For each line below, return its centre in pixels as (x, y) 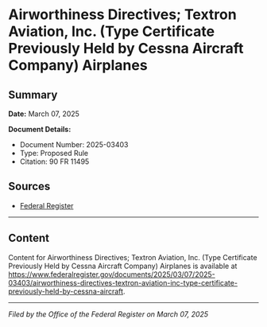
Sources (29, 187)
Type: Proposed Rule (54, 153)
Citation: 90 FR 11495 (54, 162)
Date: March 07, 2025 (44, 114)
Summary (33, 94)
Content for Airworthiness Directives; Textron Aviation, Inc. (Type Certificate (133, 257)
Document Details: (40, 129)
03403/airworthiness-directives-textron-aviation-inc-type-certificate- (123, 282)
